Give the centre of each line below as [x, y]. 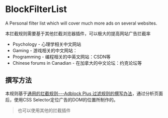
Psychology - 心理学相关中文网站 [47, 44]
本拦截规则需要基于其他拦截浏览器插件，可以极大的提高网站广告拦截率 [78, 33]
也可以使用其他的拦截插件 [44, 110]
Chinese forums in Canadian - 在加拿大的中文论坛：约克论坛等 [77, 63]
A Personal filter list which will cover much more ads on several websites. [81, 23]
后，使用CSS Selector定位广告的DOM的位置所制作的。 [62, 99]
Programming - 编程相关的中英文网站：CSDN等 [61, 57]
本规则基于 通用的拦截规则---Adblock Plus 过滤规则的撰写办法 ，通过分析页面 [84, 93]
